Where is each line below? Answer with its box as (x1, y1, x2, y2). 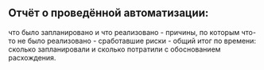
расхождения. (8, 52, 56, 62)
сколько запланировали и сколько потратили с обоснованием (8, 44, 221, 54)
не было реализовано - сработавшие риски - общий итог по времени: (17, 36, 257, 45)
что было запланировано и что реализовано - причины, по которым (8, 27, 240, 37)
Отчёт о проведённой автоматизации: (8, 6, 209, 20)
